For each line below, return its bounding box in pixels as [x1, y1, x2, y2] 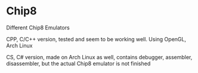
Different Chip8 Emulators [6, 24, 70, 31]
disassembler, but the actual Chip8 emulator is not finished [6, 60, 151, 67]
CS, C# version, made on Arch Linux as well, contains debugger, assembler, [6, 53, 193, 60]
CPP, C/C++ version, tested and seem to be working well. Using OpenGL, [6, 35, 187, 42]
